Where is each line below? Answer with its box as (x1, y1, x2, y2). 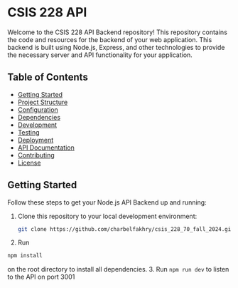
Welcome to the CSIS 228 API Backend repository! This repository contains (7, 28, 227, 36)
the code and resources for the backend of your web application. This (7, 35, 212, 43)
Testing (17, 128, 40, 136)
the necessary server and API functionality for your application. (7, 51, 193, 59)
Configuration (17, 105, 58, 114)
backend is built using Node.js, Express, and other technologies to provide (7, 43, 225, 51)
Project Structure (17, 98, 68, 106)
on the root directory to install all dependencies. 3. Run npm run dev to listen (7, 265, 229, 274)
